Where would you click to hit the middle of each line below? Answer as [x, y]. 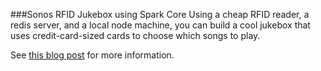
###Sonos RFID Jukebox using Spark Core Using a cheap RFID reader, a [160, 14]
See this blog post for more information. [92, 55]
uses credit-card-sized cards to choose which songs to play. [135, 35]
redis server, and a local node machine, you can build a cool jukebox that [160, 25]
